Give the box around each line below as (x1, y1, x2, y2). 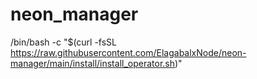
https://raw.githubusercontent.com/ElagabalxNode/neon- (10, 46, 247, 58)
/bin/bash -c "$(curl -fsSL (10, 36, 118, 48)
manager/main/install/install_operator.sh (10, 57, 175, 69)
